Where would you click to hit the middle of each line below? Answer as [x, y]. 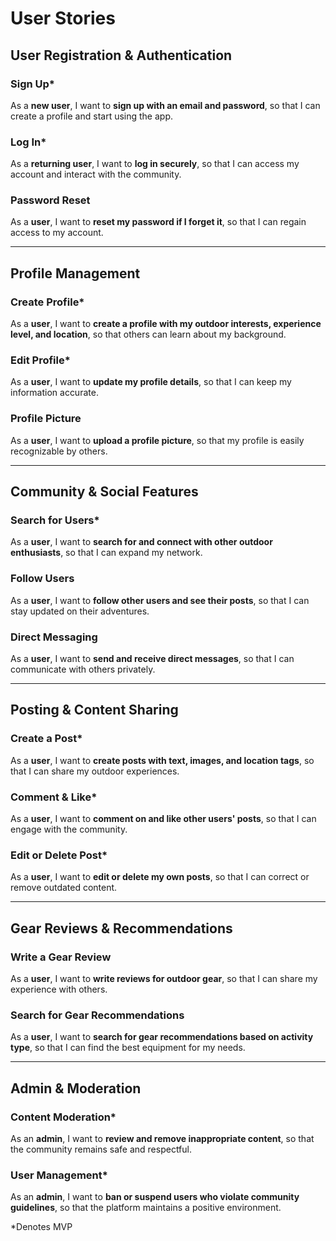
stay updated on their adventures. [80, 611]
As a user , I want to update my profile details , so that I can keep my [151, 382]
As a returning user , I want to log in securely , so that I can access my [155, 164]
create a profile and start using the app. [92, 116]
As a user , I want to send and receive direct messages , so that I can [152, 659]
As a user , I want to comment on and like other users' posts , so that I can [163, 819]
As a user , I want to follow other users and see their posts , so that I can [160, 600]
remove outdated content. [64, 888]
